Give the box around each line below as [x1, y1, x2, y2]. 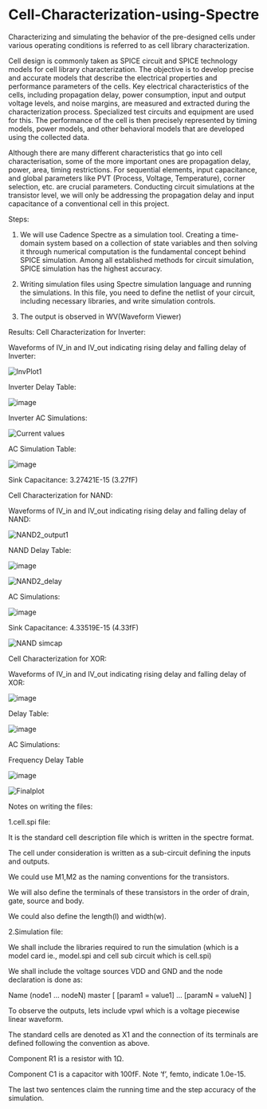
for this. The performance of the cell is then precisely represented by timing [8, 115, 257, 125]
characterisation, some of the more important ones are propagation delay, [8, 156, 251, 165]
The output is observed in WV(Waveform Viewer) [19, 312, 182, 321]
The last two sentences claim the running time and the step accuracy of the [8, 1084, 257, 1094]
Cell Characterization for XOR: [8, 654, 108, 663]
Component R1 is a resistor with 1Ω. [8, 1053, 124, 1063]
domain [19, 238, 45, 248]
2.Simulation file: [8, 927, 64, 936]
